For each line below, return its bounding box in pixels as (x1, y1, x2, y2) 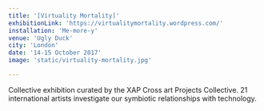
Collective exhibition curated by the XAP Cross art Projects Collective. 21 (8, 85, 248, 94)
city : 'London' (8, 42, 59, 50)
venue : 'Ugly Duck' (8, 34, 74, 42)
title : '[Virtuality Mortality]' (8, 11, 120, 20)
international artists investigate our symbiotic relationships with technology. (8, 93, 258, 103)
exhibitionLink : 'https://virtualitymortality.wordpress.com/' (8, 19, 224, 27)
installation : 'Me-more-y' (8, 26, 98, 34)
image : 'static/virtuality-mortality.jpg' (8, 57, 152, 65)
